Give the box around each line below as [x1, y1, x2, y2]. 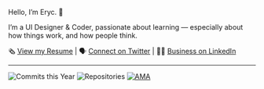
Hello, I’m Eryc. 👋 [8, 8, 64, 16]
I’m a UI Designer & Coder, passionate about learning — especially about [8, 23, 244, 31]
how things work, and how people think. [8, 31, 137, 40]
